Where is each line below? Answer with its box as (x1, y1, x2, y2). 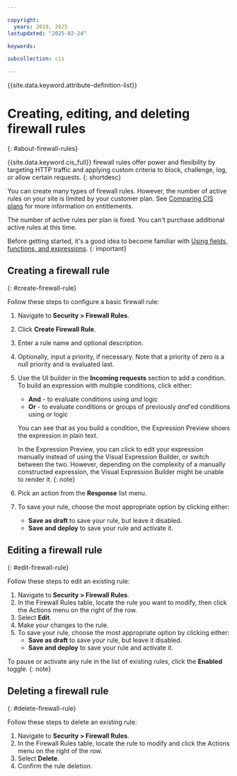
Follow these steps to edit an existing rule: (7, 577, 130, 585)
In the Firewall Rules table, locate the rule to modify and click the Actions (17, 738, 230, 748)
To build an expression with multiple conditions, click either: (17, 381, 192, 390)
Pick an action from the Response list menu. (17, 488, 147, 497)
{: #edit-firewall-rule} (7, 563, 69, 571)
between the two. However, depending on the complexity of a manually (17, 460, 226, 468)
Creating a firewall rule (7, 265, 110, 277)
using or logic (28, 410, 69, 418)
